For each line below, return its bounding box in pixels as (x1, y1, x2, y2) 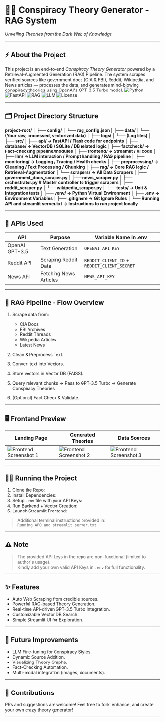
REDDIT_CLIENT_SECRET (84, 263, 135, 269)
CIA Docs (19, 321, 39, 327)
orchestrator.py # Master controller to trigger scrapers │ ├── (5, 180, 133, 185)
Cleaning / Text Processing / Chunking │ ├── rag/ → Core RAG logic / (5, 164, 149, 170)
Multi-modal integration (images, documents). (12, 670, 106, 676)
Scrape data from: (12, 312, 49, 318)
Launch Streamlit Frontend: (12, 508, 67, 513)
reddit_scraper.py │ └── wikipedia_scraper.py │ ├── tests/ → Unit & (5, 184, 147, 191)
